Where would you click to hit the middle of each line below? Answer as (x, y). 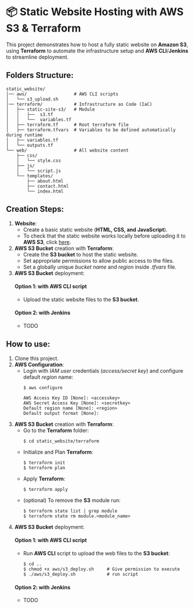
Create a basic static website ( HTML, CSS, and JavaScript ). (95, 229)
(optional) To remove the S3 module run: (72, 500)
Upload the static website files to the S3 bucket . (81, 299)
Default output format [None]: (61, 413)
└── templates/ (35, 176)
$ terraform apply (45, 489)
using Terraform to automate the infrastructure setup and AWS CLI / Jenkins (97, 50)
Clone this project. (36, 358)
